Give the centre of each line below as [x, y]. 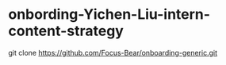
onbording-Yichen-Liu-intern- [109, 14]
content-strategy [66, 31]
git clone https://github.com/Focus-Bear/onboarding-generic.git [113, 52]
